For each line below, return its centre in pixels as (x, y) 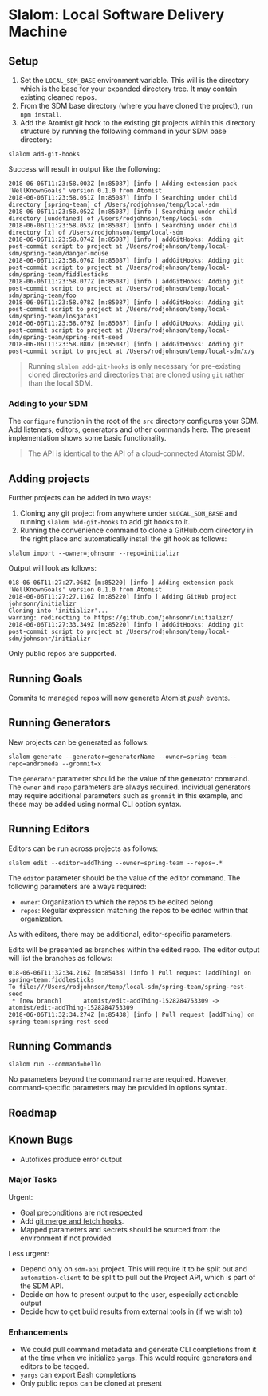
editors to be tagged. (54, 1366)
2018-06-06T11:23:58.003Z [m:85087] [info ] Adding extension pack (123, 184)
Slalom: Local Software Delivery (116, 15)
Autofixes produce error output (71, 1159)
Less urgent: (29, 1253)
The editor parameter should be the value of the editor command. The (124, 878)
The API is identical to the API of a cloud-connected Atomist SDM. (136, 453)
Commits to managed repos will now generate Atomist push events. (119, 698)
